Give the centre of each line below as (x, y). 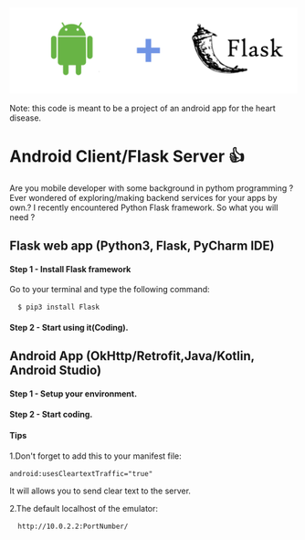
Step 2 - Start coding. (51, 415)
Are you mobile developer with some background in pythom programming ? (152, 188)
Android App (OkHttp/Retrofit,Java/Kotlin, (132, 356)
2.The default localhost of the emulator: (84, 508)
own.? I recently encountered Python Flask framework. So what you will (144, 207)
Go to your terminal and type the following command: (110, 290)
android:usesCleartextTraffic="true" (81, 473)
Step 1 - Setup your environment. (74, 393)
